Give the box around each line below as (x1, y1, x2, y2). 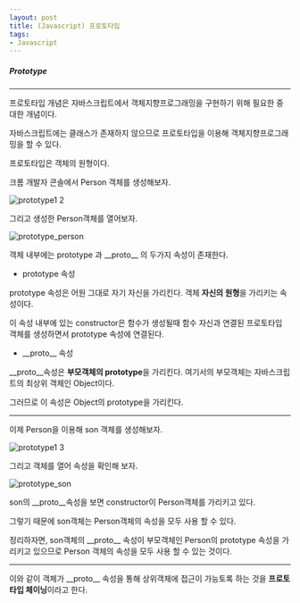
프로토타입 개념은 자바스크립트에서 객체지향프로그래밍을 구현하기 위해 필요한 (9, 97, 275, 108)
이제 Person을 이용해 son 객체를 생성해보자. (9, 424, 163, 435)
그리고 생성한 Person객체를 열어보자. (9, 214, 138, 224)
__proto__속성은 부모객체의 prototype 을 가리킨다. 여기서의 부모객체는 (9, 367, 253, 378)
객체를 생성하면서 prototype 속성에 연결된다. (9, 329, 165, 339)
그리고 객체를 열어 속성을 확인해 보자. (9, 461, 138, 472)
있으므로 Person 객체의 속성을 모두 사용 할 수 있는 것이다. (32, 546, 232, 557)
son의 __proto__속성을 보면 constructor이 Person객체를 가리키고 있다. (9, 497, 256, 507)
